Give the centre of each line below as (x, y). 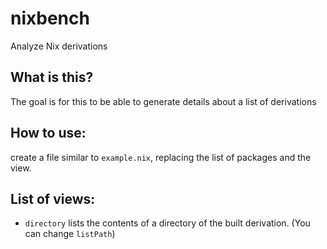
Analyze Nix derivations (59, 46)
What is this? (52, 77)
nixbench (50, 18)
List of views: (53, 198)
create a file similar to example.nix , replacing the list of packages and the (161, 157)
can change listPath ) (70, 234)
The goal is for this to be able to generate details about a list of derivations (163, 101)
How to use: (48, 133)
